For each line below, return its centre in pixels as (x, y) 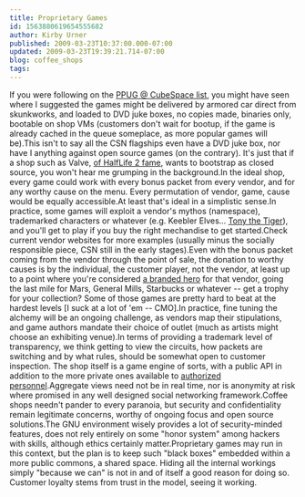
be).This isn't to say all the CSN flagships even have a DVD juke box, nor (145, 143)
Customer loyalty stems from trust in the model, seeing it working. (133, 482)
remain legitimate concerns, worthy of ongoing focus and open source (142, 414)
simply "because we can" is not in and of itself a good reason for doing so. (149, 472)
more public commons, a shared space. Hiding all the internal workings (142, 462)
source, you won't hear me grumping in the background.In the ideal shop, (147, 172)
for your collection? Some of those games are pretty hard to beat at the (143, 298)
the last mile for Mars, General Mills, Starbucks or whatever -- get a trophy (149, 288)
